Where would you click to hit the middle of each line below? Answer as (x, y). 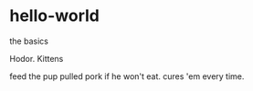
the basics (29, 41)
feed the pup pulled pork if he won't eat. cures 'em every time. (127, 76)
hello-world (55, 16)
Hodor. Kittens (37, 58)
